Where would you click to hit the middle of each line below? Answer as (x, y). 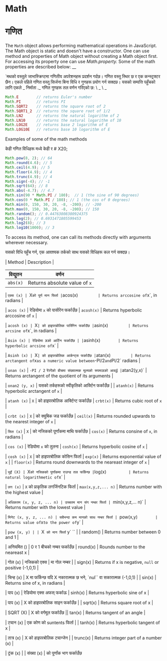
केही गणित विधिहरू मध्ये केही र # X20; (37, 149)
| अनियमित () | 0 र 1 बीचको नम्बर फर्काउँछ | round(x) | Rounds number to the (75, 547)
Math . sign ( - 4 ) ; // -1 (28, 181)
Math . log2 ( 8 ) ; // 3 (25, 223)
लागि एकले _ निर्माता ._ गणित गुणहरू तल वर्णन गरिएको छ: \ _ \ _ (56, 88)
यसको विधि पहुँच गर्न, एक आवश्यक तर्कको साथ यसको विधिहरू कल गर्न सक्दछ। (68, 252)
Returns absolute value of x (60, 283)
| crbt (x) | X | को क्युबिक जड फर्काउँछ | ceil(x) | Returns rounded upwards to (80, 416)
